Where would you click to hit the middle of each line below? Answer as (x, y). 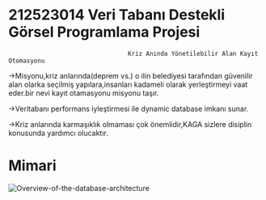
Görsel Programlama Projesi (104, 32)
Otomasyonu (27, 61)
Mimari (32, 166)
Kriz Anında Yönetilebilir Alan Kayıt (193, 53)
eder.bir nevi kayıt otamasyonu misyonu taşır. (84, 93)
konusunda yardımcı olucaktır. (59, 133)
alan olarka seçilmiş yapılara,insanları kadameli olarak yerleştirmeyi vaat (128, 84)
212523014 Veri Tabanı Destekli (116, 15)
